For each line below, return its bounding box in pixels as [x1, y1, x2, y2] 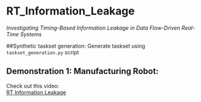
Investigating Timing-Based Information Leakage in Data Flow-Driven [6, 24, 180, 31]
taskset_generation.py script [6, 48, 79, 56]
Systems [20, 30, 42, 37]
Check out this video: [6, 82, 59, 89]
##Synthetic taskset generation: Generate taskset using [6, 42, 145, 49]
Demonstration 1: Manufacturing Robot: [6, 66, 159, 77]
